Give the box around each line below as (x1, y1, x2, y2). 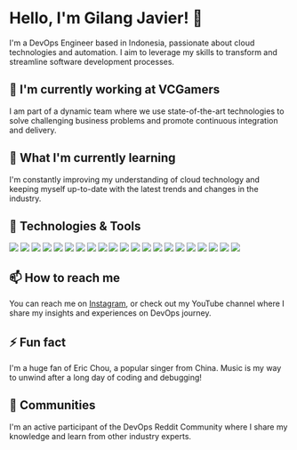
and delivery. (9, 125, 57, 135)
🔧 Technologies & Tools (9, 218, 141, 234)
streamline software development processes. (9, 56, 175, 67)
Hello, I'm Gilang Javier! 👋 (9, 8, 203, 28)
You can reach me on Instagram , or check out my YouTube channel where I (9, 298, 285, 309)
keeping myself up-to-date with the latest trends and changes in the (9, 183, 260, 194)
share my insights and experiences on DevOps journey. (9, 308, 212, 318)
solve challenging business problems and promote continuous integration (9, 115, 278, 125)
